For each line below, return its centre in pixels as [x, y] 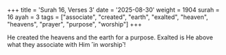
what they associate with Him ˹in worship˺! [66, 44]
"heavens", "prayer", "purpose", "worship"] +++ [75, 24]
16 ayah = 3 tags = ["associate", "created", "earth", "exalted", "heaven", [108, 17]
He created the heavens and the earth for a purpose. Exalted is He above [110, 37]
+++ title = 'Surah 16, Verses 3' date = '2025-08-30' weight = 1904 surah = [113, 10]
